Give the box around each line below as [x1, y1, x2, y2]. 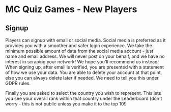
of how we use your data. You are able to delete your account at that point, [5, 69, 162, 76]
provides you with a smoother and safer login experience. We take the [5, 43, 153, 49]
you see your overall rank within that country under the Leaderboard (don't [5, 95, 162, 101]
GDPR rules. [5, 80, 31, 86]
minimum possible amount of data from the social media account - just [5, 48, 154, 54]
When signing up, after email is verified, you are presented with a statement [5, 64, 164, 70]
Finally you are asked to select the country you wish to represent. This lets [5, 90, 161, 96]
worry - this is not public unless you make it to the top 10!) [5, 101, 127, 107]
